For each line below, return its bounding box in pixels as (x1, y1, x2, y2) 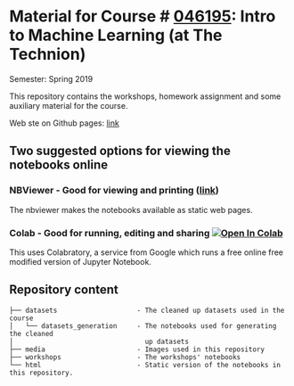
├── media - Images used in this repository (9, 345, 265, 354)
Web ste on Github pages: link (9, 118, 120, 128)
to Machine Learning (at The (9, 25, 223, 45)
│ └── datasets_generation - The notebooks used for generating (9, 321, 277, 331)
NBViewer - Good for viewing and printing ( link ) (9, 185, 220, 197)
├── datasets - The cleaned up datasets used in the (9, 306, 285, 315)
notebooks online (9, 158, 109, 173)
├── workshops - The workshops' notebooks (9, 352, 241, 362)
